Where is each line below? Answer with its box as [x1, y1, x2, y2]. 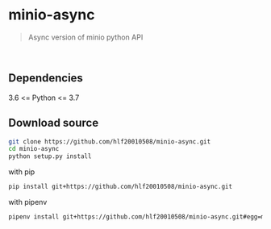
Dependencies [8, 71, 83, 85]
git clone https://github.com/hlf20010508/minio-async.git [8, 137, 211, 146]
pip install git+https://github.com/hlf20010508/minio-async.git [8, 183, 232, 191]
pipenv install [8, 213, 60, 221]
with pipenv [8, 198, 48, 207]
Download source [8, 116, 99, 130]
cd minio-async [8, 145, 60, 153]
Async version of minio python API [27, 32, 144, 42]
